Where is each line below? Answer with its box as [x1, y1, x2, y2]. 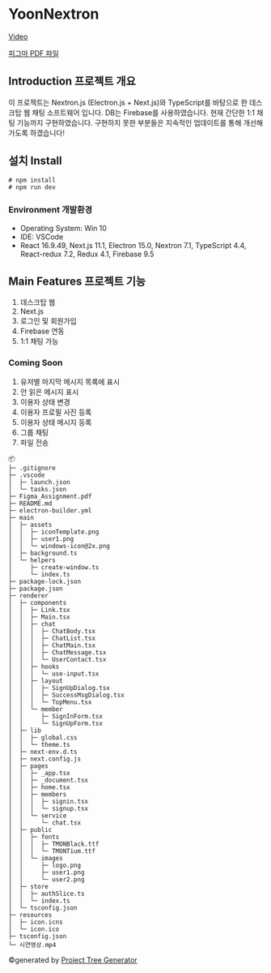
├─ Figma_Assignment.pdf [8, 492, 92, 500]
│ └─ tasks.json [8, 485, 67, 493]
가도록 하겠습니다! [8, 127, 66, 138]
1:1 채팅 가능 [19, 336, 59, 346]
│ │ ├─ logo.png [8, 861, 82, 869]
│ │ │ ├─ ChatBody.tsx [8, 627, 95, 635]
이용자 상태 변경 [19, 396, 70, 406]
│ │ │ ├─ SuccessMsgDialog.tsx [8, 691, 125, 699]
